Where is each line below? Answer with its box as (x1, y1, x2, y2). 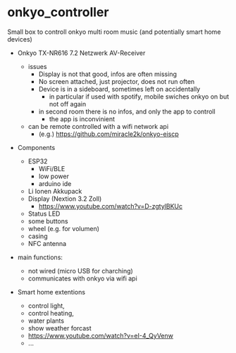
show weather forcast (27, 323, 92, 332)
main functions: (17, 253, 63, 261)
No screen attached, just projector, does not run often (38, 77, 195, 85)
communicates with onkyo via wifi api (27, 274, 137, 283)
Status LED (27, 209, 61, 218)
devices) (7, 35, 33, 43)
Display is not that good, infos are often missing (38, 70, 178, 78)
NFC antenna (27, 239, 67, 247)
